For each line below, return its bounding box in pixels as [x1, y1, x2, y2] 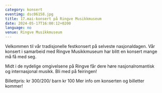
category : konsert [5, 7, 43, 12]
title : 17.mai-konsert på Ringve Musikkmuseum [5, 16, 102, 21]
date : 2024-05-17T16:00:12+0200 [5, 21, 71, 26]
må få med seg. [5, 54, 37, 59]
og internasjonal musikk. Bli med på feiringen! [5, 69, 97, 74]
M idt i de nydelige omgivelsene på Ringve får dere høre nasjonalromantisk [5, 63, 155, 69]
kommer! [5, 83, 23, 89]
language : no [5, 25, 32, 30]
